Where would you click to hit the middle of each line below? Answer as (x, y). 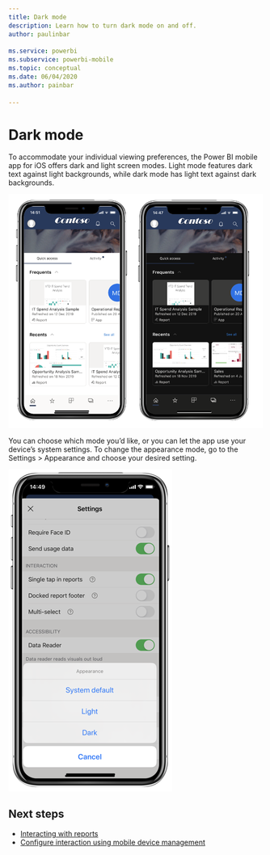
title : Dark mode (38, 17)
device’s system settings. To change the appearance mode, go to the (123, 449)
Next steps (36, 814)
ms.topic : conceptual (45, 69)
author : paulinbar (39, 34)
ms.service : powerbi (43, 51)
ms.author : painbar (41, 85)
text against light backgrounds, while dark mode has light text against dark (133, 175)
